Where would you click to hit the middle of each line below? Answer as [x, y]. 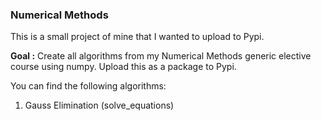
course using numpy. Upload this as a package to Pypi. [123, 67]
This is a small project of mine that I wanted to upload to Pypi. [137, 37]
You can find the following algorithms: [88, 86]
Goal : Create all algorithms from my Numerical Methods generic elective [161, 56]
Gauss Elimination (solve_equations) [99, 105]
